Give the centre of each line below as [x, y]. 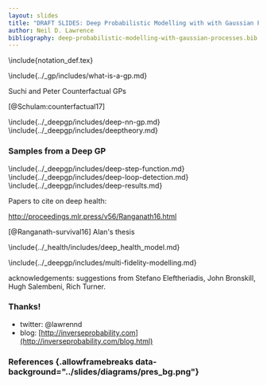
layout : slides [33, 16]
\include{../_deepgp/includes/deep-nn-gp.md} [84, 122]
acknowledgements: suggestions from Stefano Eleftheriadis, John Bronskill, [132, 278]
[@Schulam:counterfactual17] [57, 107]
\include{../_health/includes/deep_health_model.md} [94, 247]
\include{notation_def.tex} [51, 60]
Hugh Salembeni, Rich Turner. [57, 286]
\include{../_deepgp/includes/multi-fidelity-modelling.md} [103, 262]
